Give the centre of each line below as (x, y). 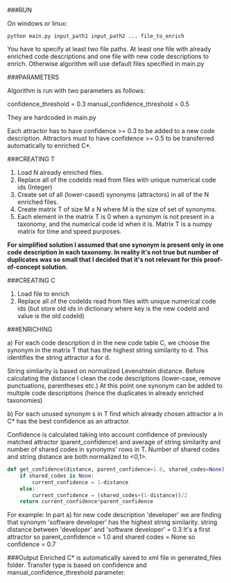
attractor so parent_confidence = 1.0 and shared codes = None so (101, 537)
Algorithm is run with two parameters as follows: (76, 90)
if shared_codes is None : (57, 476)
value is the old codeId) (51, 316)
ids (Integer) (35, 187)
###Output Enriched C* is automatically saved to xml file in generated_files (114, 558)
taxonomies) (25, 400)
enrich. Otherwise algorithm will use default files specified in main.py (106, 64)
